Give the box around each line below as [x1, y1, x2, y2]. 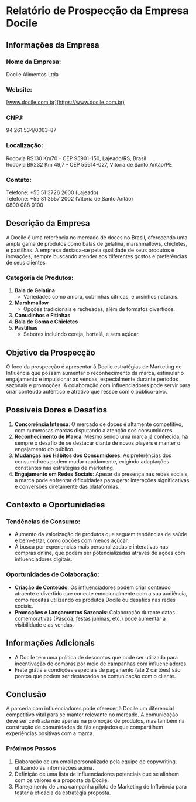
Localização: [6, 141, 44, 150]
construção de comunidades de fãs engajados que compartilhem [6, 723, 164, 731]
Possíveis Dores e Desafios [6, 405, 107, 415]
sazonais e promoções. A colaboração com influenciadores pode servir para [6, 381, 191, 388]
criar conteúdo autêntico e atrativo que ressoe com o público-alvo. [6, 388, 167, 395]
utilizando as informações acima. [14, 764, 95, 771]
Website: [6, 85, 32, 93]
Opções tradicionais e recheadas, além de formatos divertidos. [23, 306, 176, 313]
